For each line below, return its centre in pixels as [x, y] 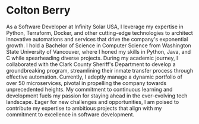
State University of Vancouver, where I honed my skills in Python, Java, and [99, 51]
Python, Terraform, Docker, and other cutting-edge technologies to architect [99, 32]
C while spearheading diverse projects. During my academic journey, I [92, 58]
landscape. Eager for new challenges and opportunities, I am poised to [93, 102]
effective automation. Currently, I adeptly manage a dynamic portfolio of [94, 77]
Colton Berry [38, 10]
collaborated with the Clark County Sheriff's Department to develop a [91, 64]
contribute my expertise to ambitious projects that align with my [84, 108]
